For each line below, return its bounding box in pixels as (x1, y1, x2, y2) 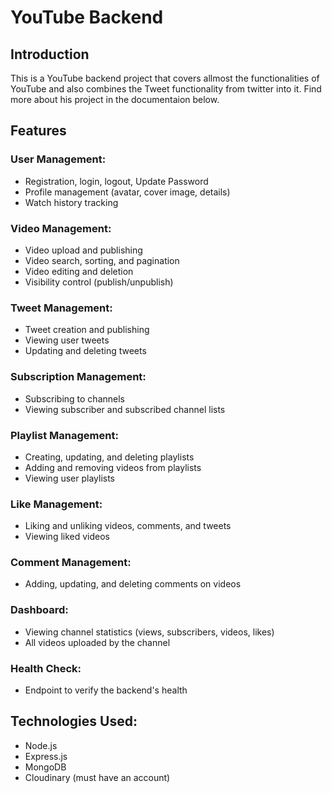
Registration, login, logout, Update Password (24, 175, 209, 187)
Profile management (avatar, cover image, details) (24, 186, 231, 198)
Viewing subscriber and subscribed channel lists (24, 403, 226, 415)
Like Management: (10, 497, 103, 511)
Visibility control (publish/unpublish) (24, 276, 174, 288)
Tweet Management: (10, 301, 113, 315)
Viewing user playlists (24, 472, 115, 484)
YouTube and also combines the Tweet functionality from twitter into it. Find (10, 83, 322, 95)
